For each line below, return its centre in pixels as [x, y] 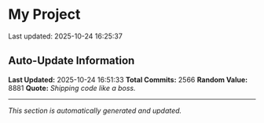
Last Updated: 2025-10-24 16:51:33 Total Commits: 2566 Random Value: [128, 79]
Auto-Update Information [71, 61]
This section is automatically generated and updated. [95, 110]
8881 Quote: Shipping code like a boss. [72, 88]
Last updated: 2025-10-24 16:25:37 [66, 36]
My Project [44, 14]
